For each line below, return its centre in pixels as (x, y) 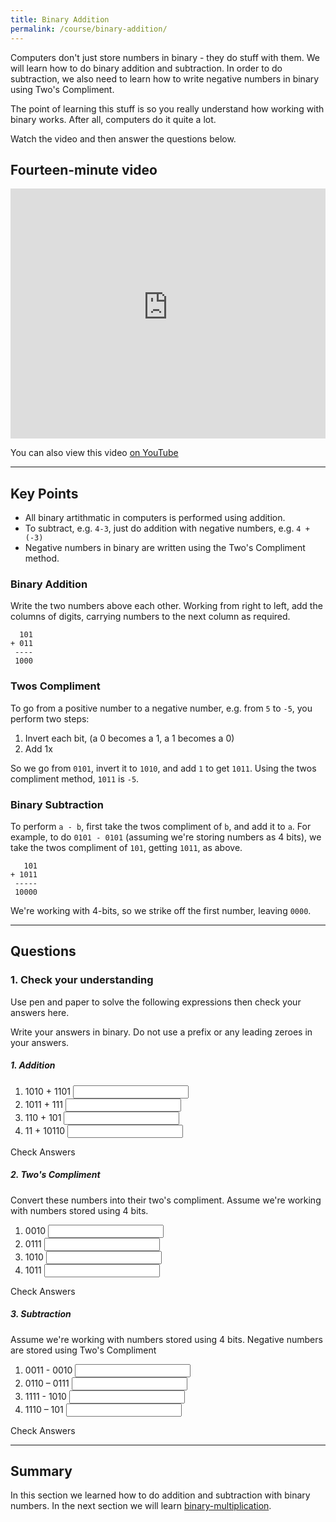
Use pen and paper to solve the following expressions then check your (156, 1002)
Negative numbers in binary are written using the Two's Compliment (165, 548)
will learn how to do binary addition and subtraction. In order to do (146, 68)
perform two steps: (50, 718)
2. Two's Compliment (55, 1175)
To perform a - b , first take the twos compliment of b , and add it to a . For (161, 827)
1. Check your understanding (82, 980)
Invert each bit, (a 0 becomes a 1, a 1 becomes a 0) (129, 738)
